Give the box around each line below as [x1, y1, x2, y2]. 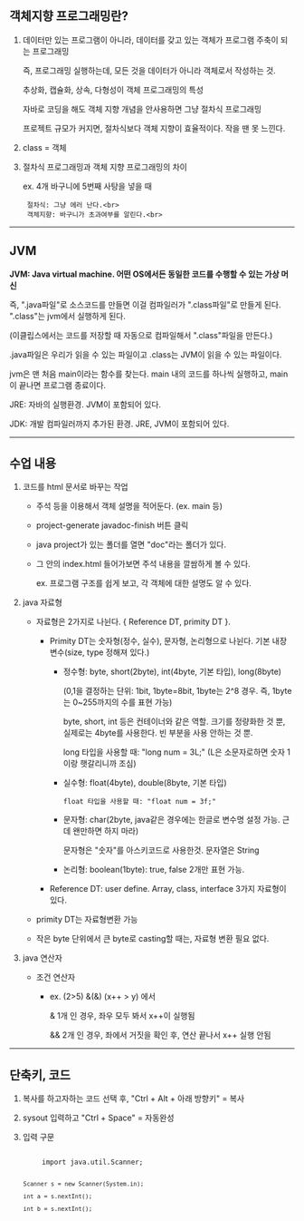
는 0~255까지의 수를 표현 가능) [62, 697, 173, 708]
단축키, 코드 [9, 1067, 71, 1082]
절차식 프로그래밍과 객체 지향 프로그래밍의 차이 [22, 161, 187, 172]
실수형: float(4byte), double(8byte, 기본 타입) [62, 777, 228, 788]
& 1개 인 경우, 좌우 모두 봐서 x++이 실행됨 [49, 1011, 195, 1021]
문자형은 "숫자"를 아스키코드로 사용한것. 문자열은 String [62, 845, 260, 855]
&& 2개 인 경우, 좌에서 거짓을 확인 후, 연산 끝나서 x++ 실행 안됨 [49, 1030, 271, 1040]
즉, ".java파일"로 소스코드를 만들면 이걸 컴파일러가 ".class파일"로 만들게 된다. [9, 298, 281, 310]
